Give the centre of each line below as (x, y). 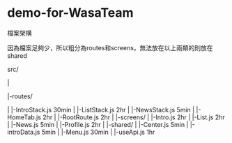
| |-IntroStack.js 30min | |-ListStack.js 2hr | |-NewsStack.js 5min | (101, 110)
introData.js (24, 132)
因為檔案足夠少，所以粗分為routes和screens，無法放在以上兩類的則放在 (110, 47)
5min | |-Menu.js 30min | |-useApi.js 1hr (98, 132)
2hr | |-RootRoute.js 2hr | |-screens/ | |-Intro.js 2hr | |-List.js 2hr (134, 117)
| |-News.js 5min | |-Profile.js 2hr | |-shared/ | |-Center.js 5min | (98, 124)
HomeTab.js (24, 117)
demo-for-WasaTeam (70, 13)
